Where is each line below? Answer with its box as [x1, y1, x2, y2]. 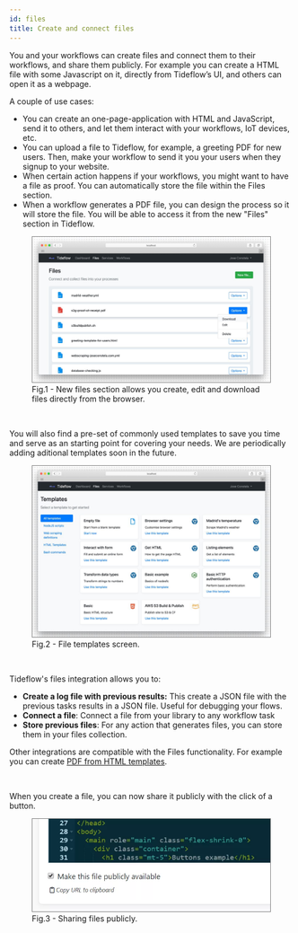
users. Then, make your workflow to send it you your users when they [22, 151, 281, 162]
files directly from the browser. [31, 393, 145, 404]
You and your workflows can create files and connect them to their [9, 49, 256, 60]
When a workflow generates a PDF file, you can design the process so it [22, 198, 290, 210]
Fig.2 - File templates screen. [31, 638, 140, 649]
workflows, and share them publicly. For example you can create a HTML [9, 59, 280, 70]
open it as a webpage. [9, 78, 92, 89]
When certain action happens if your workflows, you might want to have [22, 171, 289, 181]
